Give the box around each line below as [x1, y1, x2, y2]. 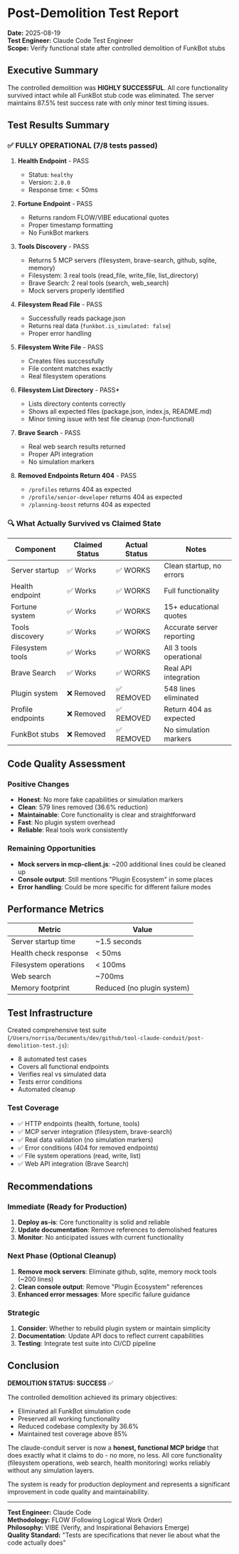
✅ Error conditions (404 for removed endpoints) [17, 1143, 159, 1152]
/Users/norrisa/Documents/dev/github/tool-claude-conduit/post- [9, 1035, 204, 1042]
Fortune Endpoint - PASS [17, 200, 93, 208]
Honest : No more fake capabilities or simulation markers [17, 795, 184, 804]
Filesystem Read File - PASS [17, 300, 103, 309]
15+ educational [164, 601, 219, 611]
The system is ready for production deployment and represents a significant [7, 1480, 230, 1488]
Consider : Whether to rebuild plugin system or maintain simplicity [17, 1324, 211, 1332]
